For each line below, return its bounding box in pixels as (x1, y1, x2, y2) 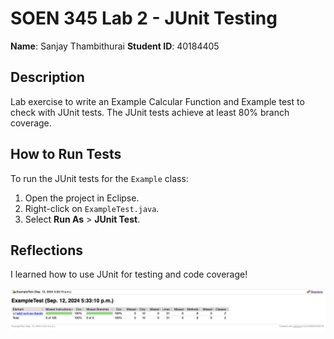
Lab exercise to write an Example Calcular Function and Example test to (10, 95, 305, 107)
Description (10, 69, 85, 86)
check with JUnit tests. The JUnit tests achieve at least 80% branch (10, 106, 290, 118)
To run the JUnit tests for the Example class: (10, 172, 189, 184)
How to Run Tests (10, 146, 122, 163)
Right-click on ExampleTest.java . (24, 202, 160, 214)
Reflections (10, 242, 84, 259)
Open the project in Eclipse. (24, 192, 140, 204)
